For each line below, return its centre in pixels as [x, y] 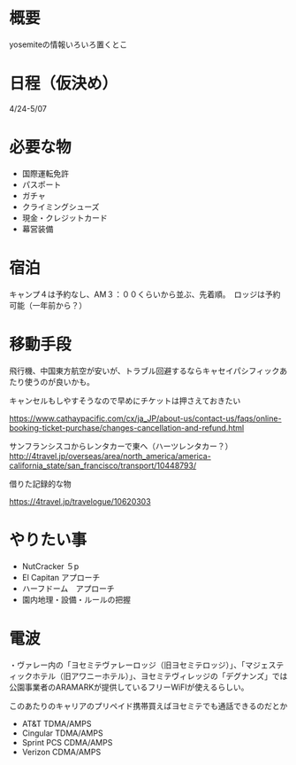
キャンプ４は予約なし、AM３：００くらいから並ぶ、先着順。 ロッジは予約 [145, 294]
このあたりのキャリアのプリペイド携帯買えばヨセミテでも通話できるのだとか [148, 706]
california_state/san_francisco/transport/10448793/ [103, 465]
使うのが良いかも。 [59, 381]
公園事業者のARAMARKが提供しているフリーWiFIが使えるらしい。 [129, 687]
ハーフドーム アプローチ [68, 588]
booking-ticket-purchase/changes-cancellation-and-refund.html [127, 427]
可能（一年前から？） [48, 305]
